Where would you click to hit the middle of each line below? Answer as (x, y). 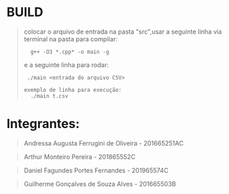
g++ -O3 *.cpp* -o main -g (70, 52)
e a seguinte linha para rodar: (66, 64)
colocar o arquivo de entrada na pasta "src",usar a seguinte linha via (123, 32)
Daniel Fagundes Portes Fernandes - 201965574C (96, 170)
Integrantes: (43, 124)
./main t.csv (50, 96)
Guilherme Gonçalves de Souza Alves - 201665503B (100, 183)
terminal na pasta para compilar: (71, 39)
